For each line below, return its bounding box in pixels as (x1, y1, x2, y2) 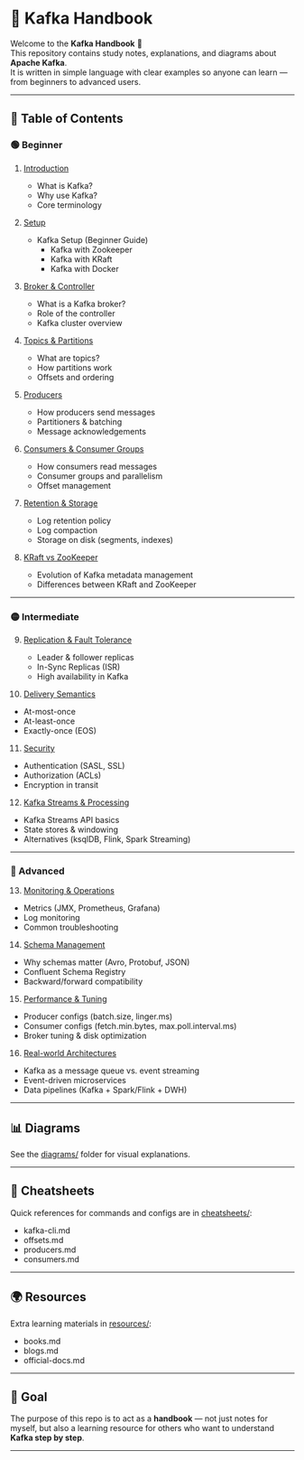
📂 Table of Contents (10, 111, 124, 126)
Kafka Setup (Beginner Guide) (36, 234, 149, 245)
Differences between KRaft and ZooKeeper (36, 578, 197, 590)
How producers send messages (36, 407, 156, 417)
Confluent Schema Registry (23, 967, 126, 978)
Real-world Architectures (23, 1048, 116, 1059)
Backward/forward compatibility (23, 976, 143, 987)
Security (23, 743, 55, 753)
